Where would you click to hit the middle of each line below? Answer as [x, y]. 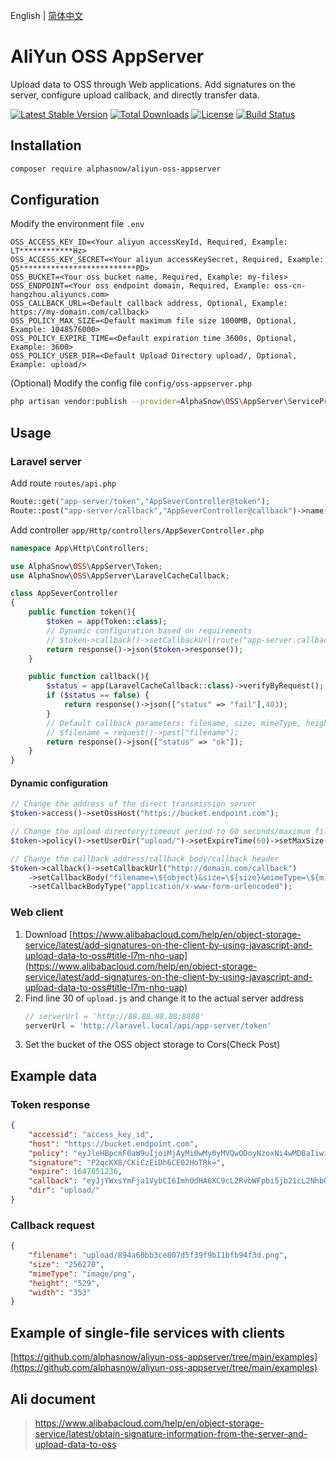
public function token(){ [82, 612]
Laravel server [46, 461]
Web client [37, 912]
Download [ [48, 934]
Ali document [53, 1399]
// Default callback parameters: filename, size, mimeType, [174, 723]
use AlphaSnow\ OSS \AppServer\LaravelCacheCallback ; [120, 575]
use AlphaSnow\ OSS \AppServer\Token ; [86, 566]
